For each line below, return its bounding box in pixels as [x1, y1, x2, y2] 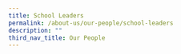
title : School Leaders [8, 11, 84, 20]
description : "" [8, 26, 62, 34]
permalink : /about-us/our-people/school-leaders [8, 19, 174, 27]
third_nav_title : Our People [8, 33, 106, 42]
